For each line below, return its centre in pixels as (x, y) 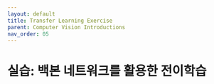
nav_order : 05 (28, 34)
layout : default (31, 14)
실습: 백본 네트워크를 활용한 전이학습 (107, 71)
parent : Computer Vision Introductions (66, 27)
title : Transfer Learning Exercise (60, 21)
